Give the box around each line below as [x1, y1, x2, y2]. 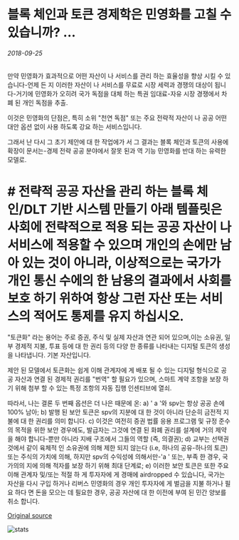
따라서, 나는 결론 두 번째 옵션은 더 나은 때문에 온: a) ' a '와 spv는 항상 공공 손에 [7, 399, 225, 407]
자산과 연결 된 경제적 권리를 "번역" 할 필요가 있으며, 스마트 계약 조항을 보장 [14, 375, 222, 384]
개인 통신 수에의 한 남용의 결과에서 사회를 [7, 272, 232, 289]
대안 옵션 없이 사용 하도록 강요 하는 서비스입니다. [7, 123, 142, 131]
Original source [7, 511, 53, 520]
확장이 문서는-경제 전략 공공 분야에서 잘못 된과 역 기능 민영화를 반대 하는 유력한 [7, 147, 226, 156]
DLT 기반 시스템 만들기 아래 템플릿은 [23, 201, 223, 218]
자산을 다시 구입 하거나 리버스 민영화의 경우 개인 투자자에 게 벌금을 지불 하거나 [7, 479, 224, 488]
